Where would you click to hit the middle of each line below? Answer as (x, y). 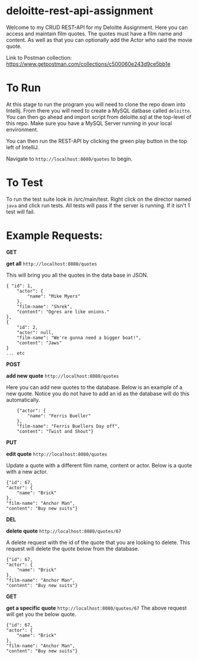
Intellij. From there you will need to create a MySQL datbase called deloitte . (99, 110)
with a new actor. (27, 472)
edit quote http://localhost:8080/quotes (57, 454)
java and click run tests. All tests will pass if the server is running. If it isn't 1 (98, 205)
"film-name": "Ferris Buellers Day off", (68, 426)
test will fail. (21, 212)
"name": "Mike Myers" (54, 296)
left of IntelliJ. (23, 147)
